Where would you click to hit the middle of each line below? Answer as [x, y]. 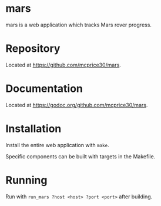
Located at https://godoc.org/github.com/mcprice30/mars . [77, 105]
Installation [33, 129]
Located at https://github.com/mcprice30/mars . [63, 65]
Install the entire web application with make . [57, 145]
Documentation [44, 89]
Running [26, 180]
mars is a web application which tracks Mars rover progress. [79, 25]
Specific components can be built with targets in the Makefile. [80, 156]
